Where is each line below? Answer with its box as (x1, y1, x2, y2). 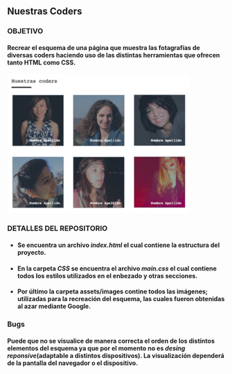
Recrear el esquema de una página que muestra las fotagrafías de (7, 43, 201, 51)
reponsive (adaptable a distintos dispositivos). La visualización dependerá (7, 351, 225, 359)
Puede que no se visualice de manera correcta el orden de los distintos (7, 337, 215, 345)
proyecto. (17, 248, 46, 257)
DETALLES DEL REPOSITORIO (7, 223, 108, 233)
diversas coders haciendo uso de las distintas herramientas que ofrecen (7, 51, 220, 59)
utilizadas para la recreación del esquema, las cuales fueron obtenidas (17, 295, 225, 303)
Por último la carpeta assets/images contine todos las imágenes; (17, 287, 208, 296)
